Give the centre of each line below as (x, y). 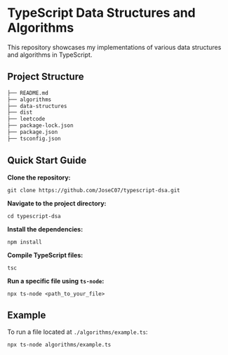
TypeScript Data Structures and (101, 13)
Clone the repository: (39, 177)
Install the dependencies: (45, 229)
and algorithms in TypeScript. (50, 55)
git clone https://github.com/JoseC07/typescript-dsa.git (94, 190)
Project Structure (46, 77)
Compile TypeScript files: (45, 255)
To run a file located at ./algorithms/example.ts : (78, 332)
